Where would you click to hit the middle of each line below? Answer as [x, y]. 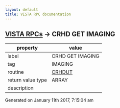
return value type [27, 80]
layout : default [22, 10]
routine [16, 72]
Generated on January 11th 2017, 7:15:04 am [49, 100]
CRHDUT [62, 72]
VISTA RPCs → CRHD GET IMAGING [60, 34]
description [21, 88]
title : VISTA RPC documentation [38, 14]
